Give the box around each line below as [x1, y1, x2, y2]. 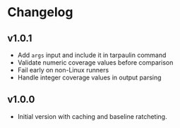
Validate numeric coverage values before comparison [17, 58, 174, 67]
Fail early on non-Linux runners [17, 66, 109, 74]
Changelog [7, 4, 73, 20]
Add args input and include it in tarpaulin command [17, 51, 167, 59]
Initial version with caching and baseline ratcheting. [17, 112, 167, 120]
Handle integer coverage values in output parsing [17, 73, 162, 82]
